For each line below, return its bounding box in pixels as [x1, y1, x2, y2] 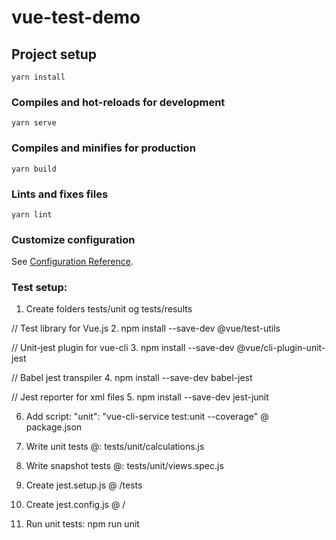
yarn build [11, 164, 57, 174]
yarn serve [11, 118, 57, 128]
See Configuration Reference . [11, 256, 134, 268]
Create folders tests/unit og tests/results [25, 303, 193, 315]
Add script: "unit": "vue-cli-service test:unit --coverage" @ [25, 411, 269, 423]
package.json [25, 421, 83, 433]
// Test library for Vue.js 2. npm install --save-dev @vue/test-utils [11, 322, 281, 335]
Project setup [11, 46, 98, 63]
